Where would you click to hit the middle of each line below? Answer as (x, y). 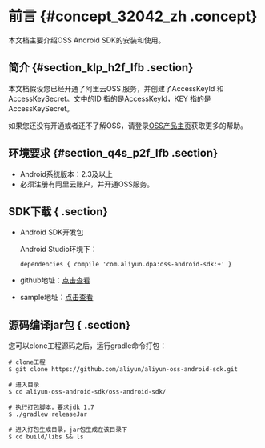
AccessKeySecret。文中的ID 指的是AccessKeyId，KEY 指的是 (110, 98)
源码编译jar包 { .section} (70, 325)
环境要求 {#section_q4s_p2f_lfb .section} (113, 153)
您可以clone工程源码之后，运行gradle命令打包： (88, 346)
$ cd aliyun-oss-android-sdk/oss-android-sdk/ (87, 392)
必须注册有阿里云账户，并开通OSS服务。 (87, 184)
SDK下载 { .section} (58, 212)
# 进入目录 (24, 385)
